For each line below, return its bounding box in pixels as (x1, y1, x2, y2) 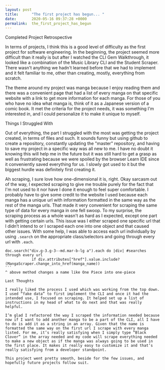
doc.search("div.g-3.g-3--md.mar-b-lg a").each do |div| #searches (5, 248, 147, 253)
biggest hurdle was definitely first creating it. (5, 167, 96, 173)
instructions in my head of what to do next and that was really (5, 300, 142, 305)
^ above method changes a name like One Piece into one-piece (5, 270, 135, 275)
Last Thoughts (5, 278, 34, 283)
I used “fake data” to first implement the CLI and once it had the (5, 291, 149, 297)
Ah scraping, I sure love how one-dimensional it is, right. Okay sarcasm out (5, 176, 158, 182)
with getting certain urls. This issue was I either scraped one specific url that (5, 218, 161, 224)
